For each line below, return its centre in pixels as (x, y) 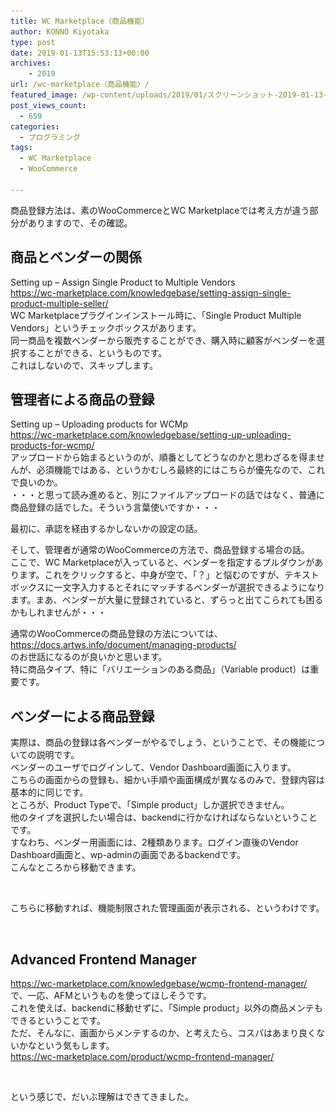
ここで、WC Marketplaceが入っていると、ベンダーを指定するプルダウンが (162, 562)
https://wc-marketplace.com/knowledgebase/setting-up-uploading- (151, 435)
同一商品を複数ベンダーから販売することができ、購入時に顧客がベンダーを (163, 340)
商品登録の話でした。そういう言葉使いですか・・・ (115, 507)
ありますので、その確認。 (80, 222)
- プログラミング (50, 137)
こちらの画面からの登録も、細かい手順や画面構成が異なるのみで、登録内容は (168, 780)
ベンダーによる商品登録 (82, 716)
